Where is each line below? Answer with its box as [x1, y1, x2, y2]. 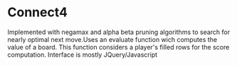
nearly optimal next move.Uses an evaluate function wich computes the [7, 35, 218, 43]
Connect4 [7, 4, 68, 21]
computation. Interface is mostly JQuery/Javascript [7, 50, 158, 59]
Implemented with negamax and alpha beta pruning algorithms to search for [7, 28, 230, 36]
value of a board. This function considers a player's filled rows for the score [7, 43, 230, 51]
